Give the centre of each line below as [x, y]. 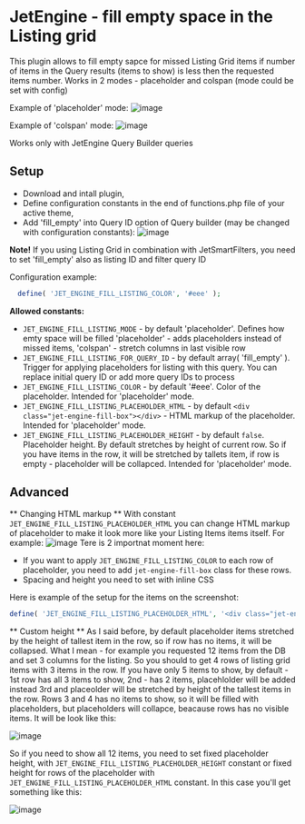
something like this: [46, 792]
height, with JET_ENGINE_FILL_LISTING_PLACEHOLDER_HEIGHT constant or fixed [151, 763]
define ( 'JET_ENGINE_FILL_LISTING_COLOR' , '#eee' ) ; [119, 293]
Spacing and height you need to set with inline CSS [118, 580]
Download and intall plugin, [74, 194]
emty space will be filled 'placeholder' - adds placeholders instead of [152, 338]
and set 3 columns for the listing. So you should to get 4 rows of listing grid [150, 660]
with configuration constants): [79, 232]
